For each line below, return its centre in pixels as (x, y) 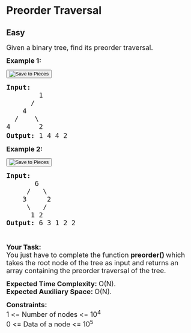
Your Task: (24, 247)
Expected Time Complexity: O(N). (61, 284)
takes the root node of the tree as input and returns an (92, 263)
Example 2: (25, 149)
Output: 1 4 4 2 (37, 135)
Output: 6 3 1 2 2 (41, 223)
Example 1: (24, 60)
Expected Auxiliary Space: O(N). (59, 292)
